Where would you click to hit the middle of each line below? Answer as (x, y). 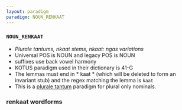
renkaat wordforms (34, 102)
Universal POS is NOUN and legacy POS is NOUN (75, 55)
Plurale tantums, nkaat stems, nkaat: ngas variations (79, 49)
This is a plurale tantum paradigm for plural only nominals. (85, 86)
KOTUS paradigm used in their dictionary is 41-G (74, 68)
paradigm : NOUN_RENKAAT (35, 17)
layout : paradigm (27, 11)
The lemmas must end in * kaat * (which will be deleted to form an (95, 74)
